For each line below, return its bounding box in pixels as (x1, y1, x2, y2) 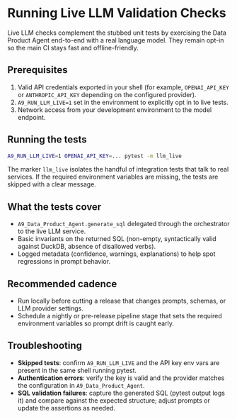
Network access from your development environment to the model (17, 105, 212, 114)
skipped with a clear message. (7, 180, 97, 189)
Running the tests (7, 133, 87, 146)
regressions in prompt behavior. (17, 257, 111, 266)
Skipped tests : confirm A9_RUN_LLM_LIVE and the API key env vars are (17, 358, 220, 367)
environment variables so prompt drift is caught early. (17, 319, 175, 328)
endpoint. (17, 113, 46, 121)
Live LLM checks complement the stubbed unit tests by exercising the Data (7, 28, 226, 37)
